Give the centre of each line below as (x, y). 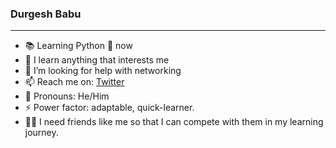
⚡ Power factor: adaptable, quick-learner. (109, 108)
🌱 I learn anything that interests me (97, 60)
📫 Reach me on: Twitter (74, 82)
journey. (41, 133)
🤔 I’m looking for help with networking (103, 71)
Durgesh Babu (46, 14)
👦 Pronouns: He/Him (67, 96)
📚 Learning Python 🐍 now (78, 46)
